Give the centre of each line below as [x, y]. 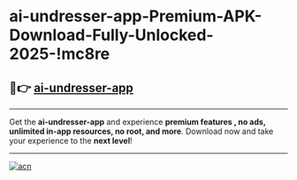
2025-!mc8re [60, 54]
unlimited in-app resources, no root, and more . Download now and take [141, 131]
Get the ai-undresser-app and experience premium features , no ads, [137, 122]
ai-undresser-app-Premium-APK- [136, 16]
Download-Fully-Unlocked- [111, 35]
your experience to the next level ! [71, 141]
